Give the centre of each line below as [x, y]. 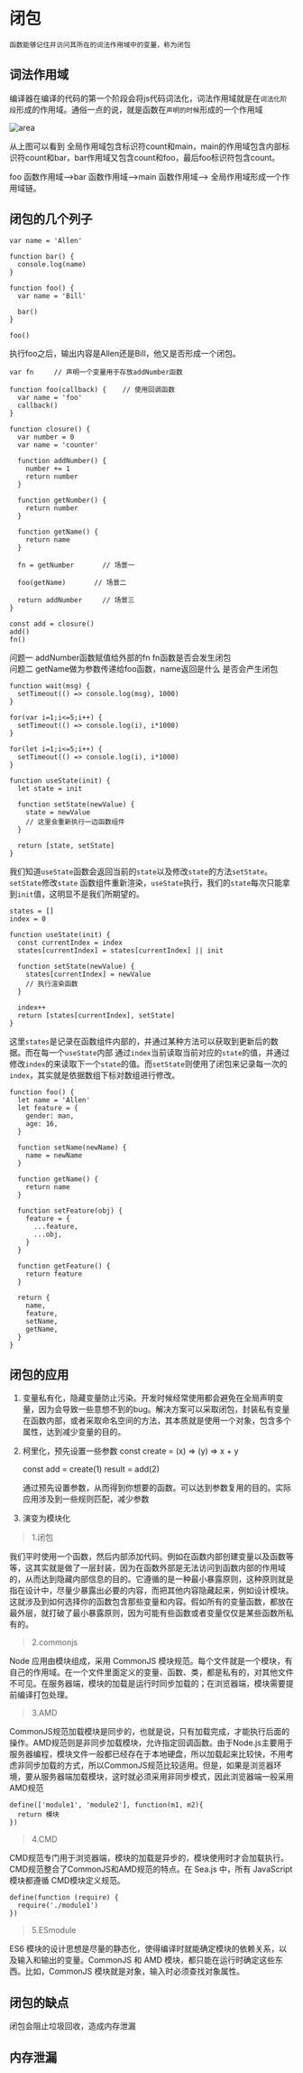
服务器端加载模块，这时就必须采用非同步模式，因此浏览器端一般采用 [167, 1777]
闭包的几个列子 [51, 219]
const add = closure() [52, 624]
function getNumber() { [62, 500]
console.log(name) [52, 264]
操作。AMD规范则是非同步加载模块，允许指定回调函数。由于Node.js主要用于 [151, 1743]
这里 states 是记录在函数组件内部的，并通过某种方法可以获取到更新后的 [140, 1041]
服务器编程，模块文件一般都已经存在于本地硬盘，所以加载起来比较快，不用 [147, 1754]
